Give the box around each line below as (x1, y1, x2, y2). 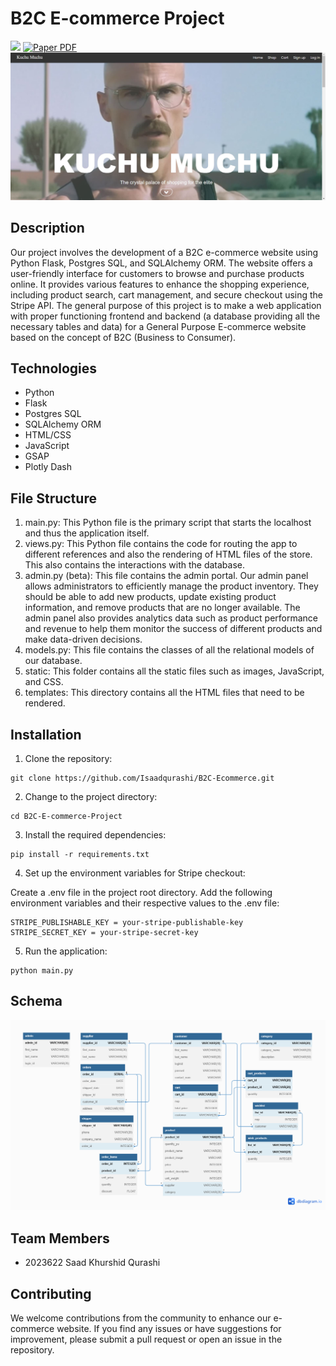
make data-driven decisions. (24, 633, 143, 646)
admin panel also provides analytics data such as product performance (24, 612, 319, 624)
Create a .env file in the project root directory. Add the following (10, 886, 273, 898)
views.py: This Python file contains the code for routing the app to (24, 538, 298, 550)
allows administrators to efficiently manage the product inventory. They (24, 580, 319, 592)
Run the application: (24, 945, 108, 957)
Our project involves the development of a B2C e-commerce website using (10, 246, 319, 258)
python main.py (10, 965, 74, 976)
